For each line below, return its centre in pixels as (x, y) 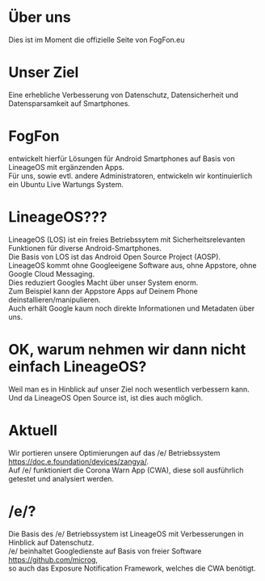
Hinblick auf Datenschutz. (51, 542)
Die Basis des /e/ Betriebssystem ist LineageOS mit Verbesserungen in (126, 533)
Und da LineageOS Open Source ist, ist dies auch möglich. (106, 397)
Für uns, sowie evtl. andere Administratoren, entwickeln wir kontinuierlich (130, 176)
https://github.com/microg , (53, 559)
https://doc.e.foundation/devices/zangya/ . (79, 461)
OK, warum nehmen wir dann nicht (127, 349)
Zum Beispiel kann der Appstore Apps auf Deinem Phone (103, 290)
